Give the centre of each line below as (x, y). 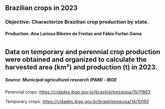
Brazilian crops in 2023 (41, 8)
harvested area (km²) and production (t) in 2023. (81, 67)
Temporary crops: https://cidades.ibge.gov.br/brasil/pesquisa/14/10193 (77, 102)
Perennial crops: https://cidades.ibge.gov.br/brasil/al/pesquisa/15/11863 (78, 92)
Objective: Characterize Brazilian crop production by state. (77, 22)
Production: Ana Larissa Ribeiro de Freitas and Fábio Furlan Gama (73, 33)
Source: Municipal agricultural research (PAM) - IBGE (61, 80)
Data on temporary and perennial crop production (83, 52)
